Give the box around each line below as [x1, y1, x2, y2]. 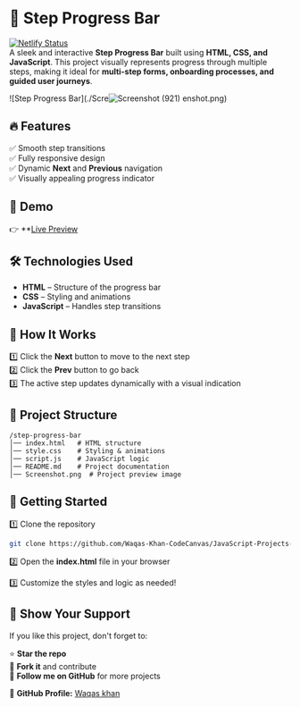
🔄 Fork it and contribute [9, 661, 96, 671]
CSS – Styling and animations [21, 291, 131, 302]
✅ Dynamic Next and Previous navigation [9, 163, 163, 173]
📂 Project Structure [9, 407, 118, 423]
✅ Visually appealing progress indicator [9, 173, 154, 183]
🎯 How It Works [9, 326, 96, 342]
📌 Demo [9, 199, 54, 215]
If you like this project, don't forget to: [9, 630, 148, 641]
